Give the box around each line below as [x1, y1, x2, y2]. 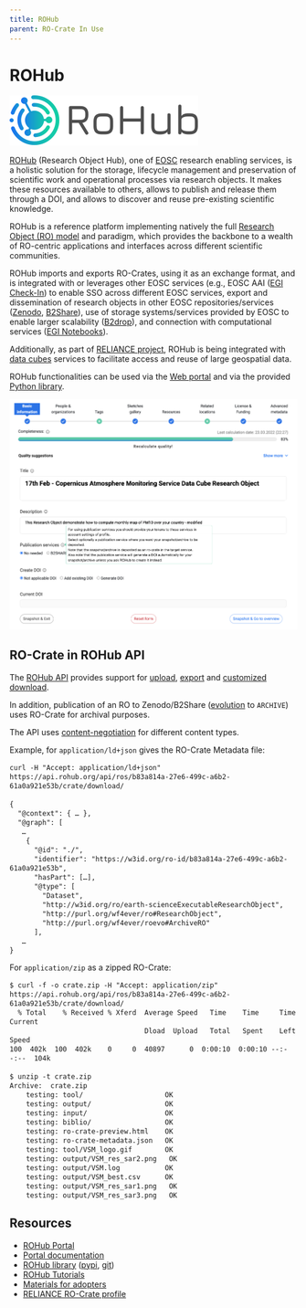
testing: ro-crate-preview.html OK [26, 1126, 174, 1136]
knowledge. [9, 204, 54, 215]
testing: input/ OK [26, 1108, 174, 1118]
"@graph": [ [17, 817, 64, 827]
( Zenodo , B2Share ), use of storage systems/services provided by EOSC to [9, 307, 290, 318]
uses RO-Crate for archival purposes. [9, 709, 151, 720]
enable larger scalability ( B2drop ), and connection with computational [9, 316, 272, 328]
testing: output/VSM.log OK [26, 1163, 174, 1173]
